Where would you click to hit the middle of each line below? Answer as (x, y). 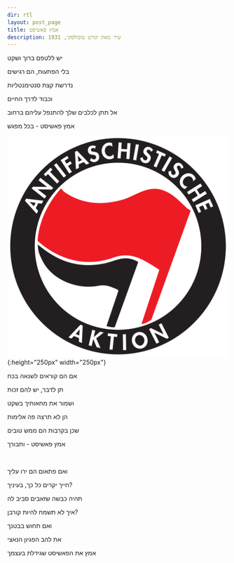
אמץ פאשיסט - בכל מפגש (41, 126)
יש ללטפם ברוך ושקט (35, 58)
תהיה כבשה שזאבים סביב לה (45, 498)
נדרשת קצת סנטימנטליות (40, 85)
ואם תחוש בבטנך (30, 526)
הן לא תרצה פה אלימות (37, 417)
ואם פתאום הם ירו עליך (37, 472)
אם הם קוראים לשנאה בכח (42, 376)
